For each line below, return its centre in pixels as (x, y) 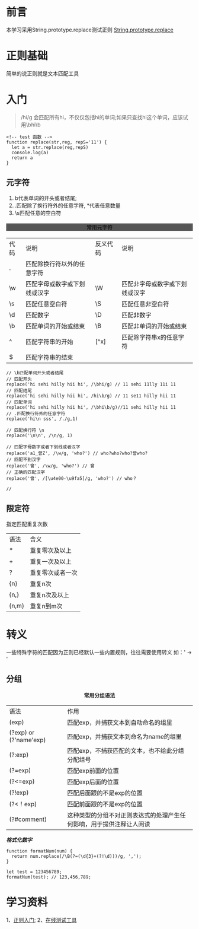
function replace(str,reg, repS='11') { (57, 142)
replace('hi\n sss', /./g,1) (42, 419)
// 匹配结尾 (19, 390)
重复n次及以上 (49, 595)
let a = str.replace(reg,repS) (50, 147)
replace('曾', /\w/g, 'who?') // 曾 (50, 466)
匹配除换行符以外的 (52, 263)
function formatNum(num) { (39, 851)
